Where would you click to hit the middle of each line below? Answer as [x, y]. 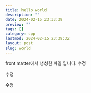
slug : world [18, 48]
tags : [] [15, 29]
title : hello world [26, 10]
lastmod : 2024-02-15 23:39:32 [38, 39]
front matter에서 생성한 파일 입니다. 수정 [46, 63]
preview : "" [18, 24]
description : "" [22, 15]
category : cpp [20, 34]
